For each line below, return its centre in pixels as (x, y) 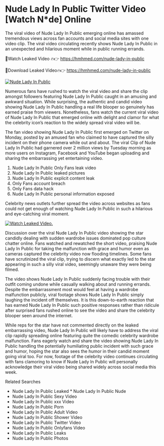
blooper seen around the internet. (39, 315)
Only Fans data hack (33, 188)
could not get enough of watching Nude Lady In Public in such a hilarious (79, 208)
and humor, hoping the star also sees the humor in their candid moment (77, 351)
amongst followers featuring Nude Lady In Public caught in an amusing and (81, 96)
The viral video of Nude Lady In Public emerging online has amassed (74, 33)
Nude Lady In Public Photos (40, 438)
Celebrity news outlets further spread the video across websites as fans (78, 203)
